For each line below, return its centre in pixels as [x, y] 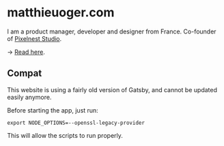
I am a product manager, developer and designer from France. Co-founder [112, 31]
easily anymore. [29, 97]
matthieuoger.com [61, 13]
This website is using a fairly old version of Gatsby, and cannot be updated [112, 89]
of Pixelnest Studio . [34, 38]
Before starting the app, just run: [53, 110]
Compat [25, 73]
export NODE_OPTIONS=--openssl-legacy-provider [76, 123]
